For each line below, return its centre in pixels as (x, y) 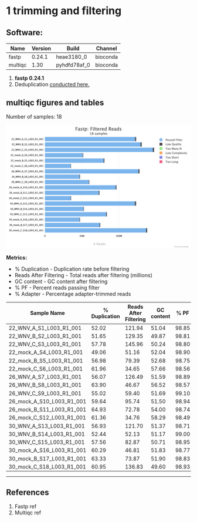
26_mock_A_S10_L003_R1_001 (47, 401)
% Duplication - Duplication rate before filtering (72, 269)
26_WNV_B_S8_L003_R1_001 (45, 385)
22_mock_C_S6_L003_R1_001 (46, 369)
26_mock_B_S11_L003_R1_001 (47, 410)
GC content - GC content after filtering (61, 281)
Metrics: (17, 257)
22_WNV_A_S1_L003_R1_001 (45, 328)
